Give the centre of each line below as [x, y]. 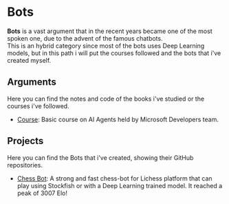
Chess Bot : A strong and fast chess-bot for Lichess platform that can [115, 178]
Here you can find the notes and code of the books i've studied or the [106, 99]
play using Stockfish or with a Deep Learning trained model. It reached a [120, 185]
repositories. [25, 165]
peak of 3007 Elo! [42, 193]
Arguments [32, 82]
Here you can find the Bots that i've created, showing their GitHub [100, 157]
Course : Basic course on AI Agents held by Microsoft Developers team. [118, 119]
